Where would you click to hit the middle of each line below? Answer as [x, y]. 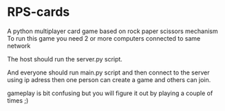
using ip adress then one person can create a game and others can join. [109, 79]
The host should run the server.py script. [65, 59]
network [19, 46]
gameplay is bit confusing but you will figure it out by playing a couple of [110, 93]
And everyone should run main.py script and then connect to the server [108, 72]
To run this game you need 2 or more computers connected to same [104, 38]
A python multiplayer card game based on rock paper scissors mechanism [112, 31]
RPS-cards [39, 12]
